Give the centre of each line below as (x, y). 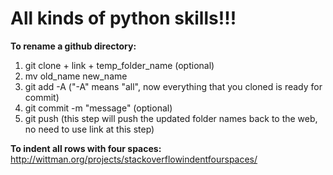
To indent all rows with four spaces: (86, 148)
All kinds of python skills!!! (123, 18)
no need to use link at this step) (89, 129)
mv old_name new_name (76, 76)
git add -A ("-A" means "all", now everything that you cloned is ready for (173, 86)
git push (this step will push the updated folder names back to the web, (171, 118)
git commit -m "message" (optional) (98, 108)
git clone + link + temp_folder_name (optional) (119, 65)
